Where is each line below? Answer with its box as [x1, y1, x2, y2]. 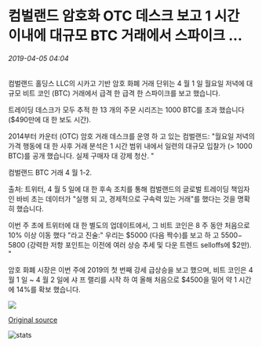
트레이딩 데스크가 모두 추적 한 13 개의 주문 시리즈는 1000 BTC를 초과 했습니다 [8, 105, 245, 114]
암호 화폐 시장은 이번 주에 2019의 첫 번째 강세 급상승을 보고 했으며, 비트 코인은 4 [8, 266, 253, 275]
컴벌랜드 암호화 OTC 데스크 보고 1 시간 [8, 7, 240, 25]
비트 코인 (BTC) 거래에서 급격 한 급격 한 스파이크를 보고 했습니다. [22, 89, 221, 98]
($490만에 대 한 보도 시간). [8, 115, 92, 125]
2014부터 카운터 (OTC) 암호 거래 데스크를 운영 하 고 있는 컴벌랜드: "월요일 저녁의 [8, 132, 255, 141]
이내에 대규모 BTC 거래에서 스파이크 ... [8, 27, 243, 45]
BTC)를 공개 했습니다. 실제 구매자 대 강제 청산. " [8, 151, 155, 161]
